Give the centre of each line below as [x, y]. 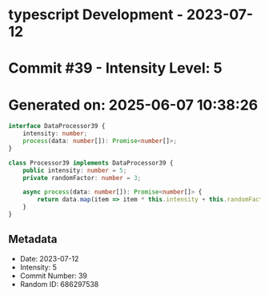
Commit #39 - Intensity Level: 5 [115, 68]
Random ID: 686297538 [59, 284]
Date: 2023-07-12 [49, 258]
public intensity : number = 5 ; [75, 170]
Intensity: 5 [38, 267]
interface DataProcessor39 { [57, 126]
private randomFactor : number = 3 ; [82, 177]
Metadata [33, 239]
